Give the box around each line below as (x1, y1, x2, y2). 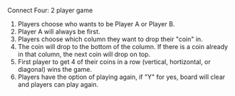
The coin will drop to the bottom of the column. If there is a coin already (17, 43, 229, 50)
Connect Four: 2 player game (7, 6, 93, 14)
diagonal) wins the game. (17, 65, 93, 73)
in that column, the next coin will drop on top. (17, 50, 151, 58)
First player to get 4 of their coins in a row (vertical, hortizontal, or (17, 58, 211, 66)
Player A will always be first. (17, 28, 100, 36)
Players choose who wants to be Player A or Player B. (17, 20, 175, 28)
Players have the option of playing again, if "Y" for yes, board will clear (17, 73, 226, 81)
